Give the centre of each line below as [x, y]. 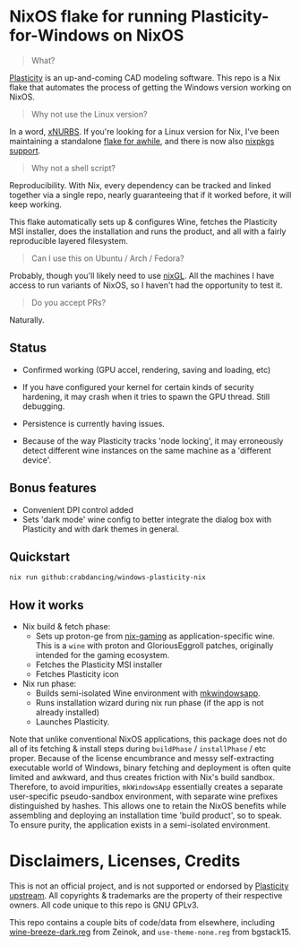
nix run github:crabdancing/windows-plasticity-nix [107, 577]
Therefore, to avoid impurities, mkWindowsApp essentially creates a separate [146, 787]
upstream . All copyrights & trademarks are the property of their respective [146, 896]
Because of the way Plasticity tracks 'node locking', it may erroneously [153, 440]
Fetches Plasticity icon [77, 674]
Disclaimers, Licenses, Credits [125, 861]
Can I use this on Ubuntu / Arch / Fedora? [108, 258]
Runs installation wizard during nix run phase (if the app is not [150, 703]
